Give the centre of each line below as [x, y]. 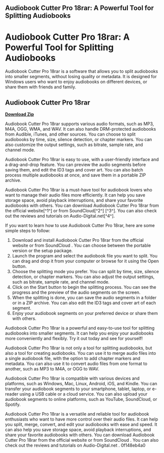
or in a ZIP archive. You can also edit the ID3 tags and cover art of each [84, 303]
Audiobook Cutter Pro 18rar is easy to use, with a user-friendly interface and [82, 160]
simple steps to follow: [28, 231]
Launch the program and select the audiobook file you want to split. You [85, 256]
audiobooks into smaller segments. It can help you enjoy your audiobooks [80, 333]
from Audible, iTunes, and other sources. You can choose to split [70, 134]
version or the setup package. [42, 251]
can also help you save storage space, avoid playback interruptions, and [78, 430]
